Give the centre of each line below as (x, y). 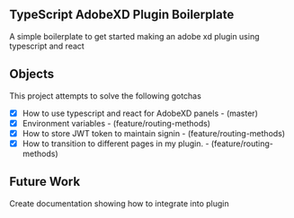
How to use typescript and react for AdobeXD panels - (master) (140, 113)
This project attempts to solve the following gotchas (106, 96)
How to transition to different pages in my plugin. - (116, 144)
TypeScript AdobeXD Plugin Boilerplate (122, 15)
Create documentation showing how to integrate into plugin (119, 203)
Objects (32, 74)
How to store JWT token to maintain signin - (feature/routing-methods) (154, 133)
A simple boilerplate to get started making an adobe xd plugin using (134, 36)
